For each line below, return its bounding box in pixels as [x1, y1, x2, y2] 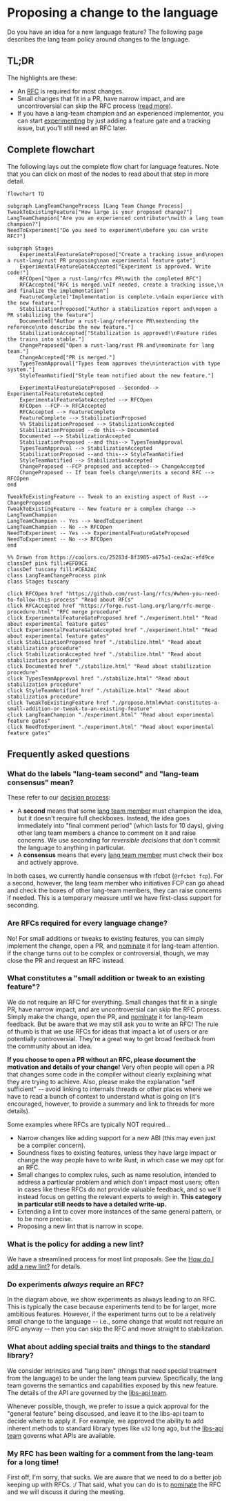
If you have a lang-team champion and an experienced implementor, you [17, 109, 224, 117]
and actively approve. [17, 858, 79, 867]
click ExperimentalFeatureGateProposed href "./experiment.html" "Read [7, 614, 217, 621]
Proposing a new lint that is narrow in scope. [17, 1222, 143, 1230]
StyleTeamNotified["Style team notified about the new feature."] [19, 372, 214, 379]
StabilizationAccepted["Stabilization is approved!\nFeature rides [19, 330, 217, 336]
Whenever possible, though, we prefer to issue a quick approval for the [7, 1402, 209, 1410]
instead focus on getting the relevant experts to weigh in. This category [17, 1192, 222, 1200]
